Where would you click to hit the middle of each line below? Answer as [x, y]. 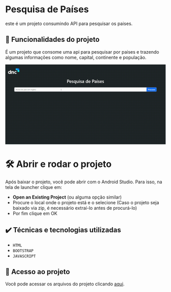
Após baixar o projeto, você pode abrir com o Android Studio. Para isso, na [84, 182]
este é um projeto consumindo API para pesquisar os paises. [69, 23]
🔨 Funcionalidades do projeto [52, 40]
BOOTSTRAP [23, 251]
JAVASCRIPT [24, 256]
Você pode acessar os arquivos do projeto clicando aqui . [65, 284]
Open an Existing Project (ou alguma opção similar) [67, 197]
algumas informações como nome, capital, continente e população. [76, 57]
